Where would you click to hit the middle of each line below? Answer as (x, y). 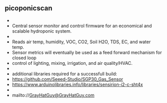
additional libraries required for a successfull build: (65, 74)
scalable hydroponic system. (42, 31)
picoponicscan (28, 8)
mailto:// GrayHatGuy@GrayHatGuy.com (53, 95)
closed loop (24, 58)
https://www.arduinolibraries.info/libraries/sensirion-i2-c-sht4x (77, 84)
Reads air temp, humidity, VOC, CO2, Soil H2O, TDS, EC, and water (81, 42)
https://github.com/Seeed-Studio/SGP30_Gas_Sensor (68, 79)
